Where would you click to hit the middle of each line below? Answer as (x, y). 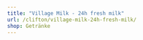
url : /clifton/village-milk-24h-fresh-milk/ (72, 20)
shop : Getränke (29, 26)
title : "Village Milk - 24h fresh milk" (66, 13)
